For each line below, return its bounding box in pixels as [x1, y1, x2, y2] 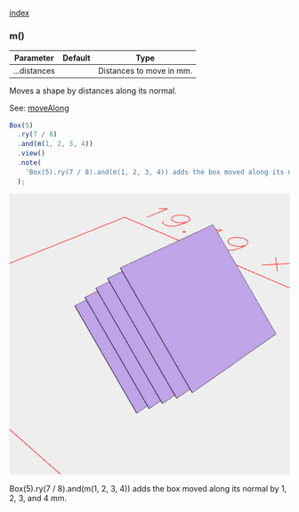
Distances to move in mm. [97, 66, 193, 77]
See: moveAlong [9, 102, 69, 113]
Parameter [14, 53, 54, 63]
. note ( [17, 158, 42, 167]
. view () [17, 149, 46, 158]
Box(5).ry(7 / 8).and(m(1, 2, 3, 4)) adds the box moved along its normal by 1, [9, 483, 287, 493]
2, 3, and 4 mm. [9, 492, 67, 503]
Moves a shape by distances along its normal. [9, 85, 177, 96]
